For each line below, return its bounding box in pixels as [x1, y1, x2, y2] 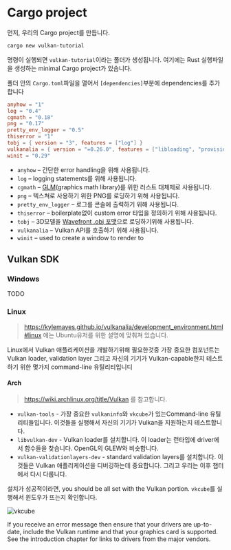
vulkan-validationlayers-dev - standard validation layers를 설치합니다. [16, 452, 217, 461]
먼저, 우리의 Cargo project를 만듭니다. [7, 28, 110, 36]
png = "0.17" [7, 120, 45, 127]
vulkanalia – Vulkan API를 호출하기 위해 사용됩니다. [16, 226, 159, 234]
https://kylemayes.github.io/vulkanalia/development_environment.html [23, 322, 223, 331]
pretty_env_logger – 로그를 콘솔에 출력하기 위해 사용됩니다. [16, 200, 179, 208]
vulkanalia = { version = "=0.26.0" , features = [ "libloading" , [7, 146, 195, 153]
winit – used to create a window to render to [16, 233, 144, 242]
